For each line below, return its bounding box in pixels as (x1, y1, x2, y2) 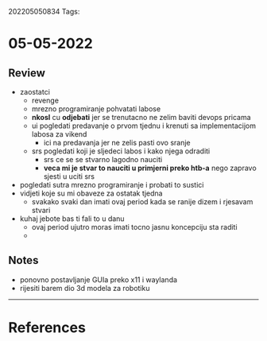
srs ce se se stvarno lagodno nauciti (43, 155, 163, 164)
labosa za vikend (31, 130, 87, 138)
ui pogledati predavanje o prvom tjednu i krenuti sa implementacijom (31, 121, 257, 130)
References (8, 319, 86, 336)
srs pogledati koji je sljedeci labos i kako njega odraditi (31, 146, 211, 156)
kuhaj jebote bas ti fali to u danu (19, 214, 125, 223)
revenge (31, 95, 60, 105)
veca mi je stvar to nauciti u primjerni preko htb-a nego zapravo (43, 163, 257, 172)
